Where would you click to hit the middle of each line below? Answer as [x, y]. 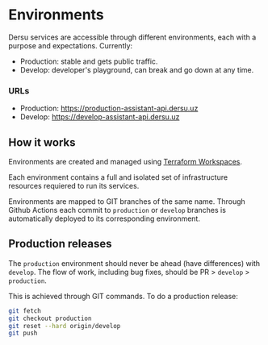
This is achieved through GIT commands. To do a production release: [123, 296]
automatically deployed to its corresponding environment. [104, 218]
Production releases [60, 244]
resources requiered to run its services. [74, 186]
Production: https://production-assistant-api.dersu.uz [109, 108]
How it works [42, 142]
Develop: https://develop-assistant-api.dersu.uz [100, 117]
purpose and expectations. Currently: [71, 45]
